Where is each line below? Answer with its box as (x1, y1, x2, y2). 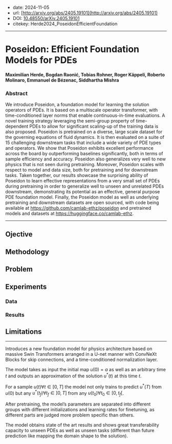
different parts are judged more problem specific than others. (5, 412, 135, 418)
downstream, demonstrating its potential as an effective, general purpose (5, 189, 160, 195)
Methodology (5, 247, 50, 256)
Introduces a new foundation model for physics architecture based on (5, 346, 153, 352)
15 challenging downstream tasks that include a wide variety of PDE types (5, 139, 161, 146)
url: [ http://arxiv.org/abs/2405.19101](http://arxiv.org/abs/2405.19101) (12, 10, 158, 16)
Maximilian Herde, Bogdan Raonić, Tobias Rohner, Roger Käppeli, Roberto (5, 71, 165, 77)
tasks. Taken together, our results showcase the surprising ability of (5, 172, 148, 178)
